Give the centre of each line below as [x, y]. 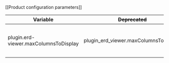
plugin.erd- [21, 37]
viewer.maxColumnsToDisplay [43, 43]
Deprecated [132, 19]
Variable [43, 19]
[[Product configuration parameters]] [44, 7]
